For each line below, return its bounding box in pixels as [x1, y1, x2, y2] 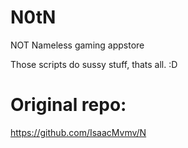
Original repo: [10, 94, 127, 116]
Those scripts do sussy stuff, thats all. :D [10, 58, 178, 70]
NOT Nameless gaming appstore [10, 39, 145, 51]
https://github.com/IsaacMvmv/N [10, 126, 147, 138]
